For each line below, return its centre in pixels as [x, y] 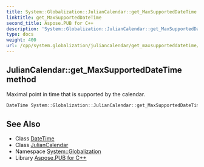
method [21, 80]
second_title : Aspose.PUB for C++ [50, 23]
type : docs [20, 34]
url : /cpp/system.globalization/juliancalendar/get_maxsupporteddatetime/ [103, 46]
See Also [23, 124]
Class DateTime [35, 139]
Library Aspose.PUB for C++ [51, 158]
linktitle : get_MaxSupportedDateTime [54, 18]
